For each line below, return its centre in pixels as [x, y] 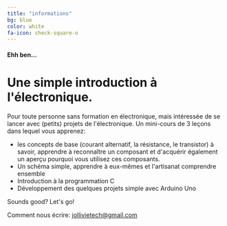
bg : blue [20, 20]
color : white [26, 26]
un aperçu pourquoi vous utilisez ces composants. [88, 158]
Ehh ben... [22, 54]
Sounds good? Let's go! [41, 201]
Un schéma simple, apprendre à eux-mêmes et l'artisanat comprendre [117, 166]
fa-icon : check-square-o [43, 33]
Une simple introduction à [82, 83]
